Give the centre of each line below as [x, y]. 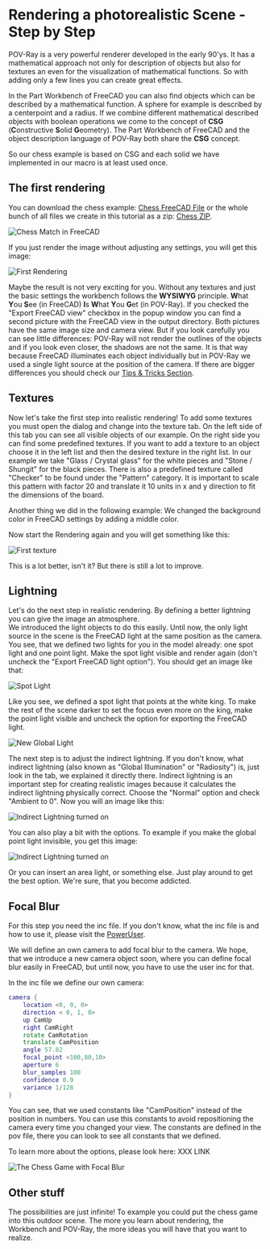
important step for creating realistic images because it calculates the [122, 785]
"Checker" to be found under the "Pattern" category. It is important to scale [134, 477]
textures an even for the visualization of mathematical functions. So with [128, 71]
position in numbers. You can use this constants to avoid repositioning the [131, 1119]
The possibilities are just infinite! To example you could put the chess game [133, 1212]
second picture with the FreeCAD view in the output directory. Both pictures [134, 321]
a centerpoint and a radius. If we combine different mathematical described [134, 112]
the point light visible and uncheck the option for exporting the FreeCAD [128, 718]
